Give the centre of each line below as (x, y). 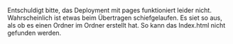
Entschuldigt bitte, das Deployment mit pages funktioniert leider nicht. (109, 10)
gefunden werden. (34, 33)
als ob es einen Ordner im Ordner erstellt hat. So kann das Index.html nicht (116, 25)
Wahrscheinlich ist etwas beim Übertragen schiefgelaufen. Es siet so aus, (115, 18)
